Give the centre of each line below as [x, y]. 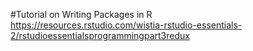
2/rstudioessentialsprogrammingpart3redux [100, 35]
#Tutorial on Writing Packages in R [81, 14]
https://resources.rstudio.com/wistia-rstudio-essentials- [126, 25]
